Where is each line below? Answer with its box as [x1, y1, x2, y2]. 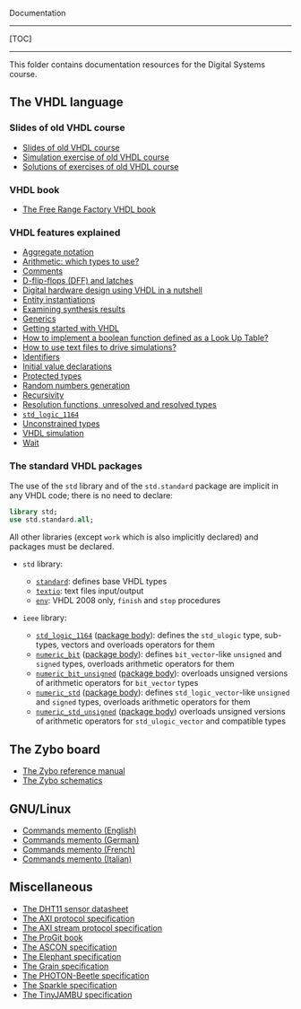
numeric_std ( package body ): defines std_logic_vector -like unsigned [35, 687, 290, 698]
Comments [21, 266, 64, 276]
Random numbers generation [21, 381, 131, 391]
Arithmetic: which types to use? [21, 256, 140, 268]
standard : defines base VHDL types [35, 576, 168, 587]
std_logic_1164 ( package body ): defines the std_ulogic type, [35, 630, 262, 641]
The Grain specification [21, 961, 109, 971]
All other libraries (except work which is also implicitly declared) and [9, 531, 259, 542]
